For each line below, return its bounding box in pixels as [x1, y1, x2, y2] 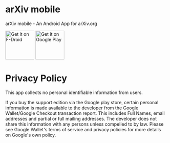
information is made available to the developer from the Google [5, 105, 139, 111]
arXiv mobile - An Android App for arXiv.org [5, 20, 97, 27]
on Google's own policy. [5, 132, 56, 138]
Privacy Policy [5, 73, 68, 84]
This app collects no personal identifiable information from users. [5, 89, 143, 96]
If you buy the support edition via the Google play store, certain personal [5, 99, 159, 105]
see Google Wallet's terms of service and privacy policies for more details [5, 126, 161, 132]
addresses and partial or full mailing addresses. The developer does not [5, 115, 157, 122]
